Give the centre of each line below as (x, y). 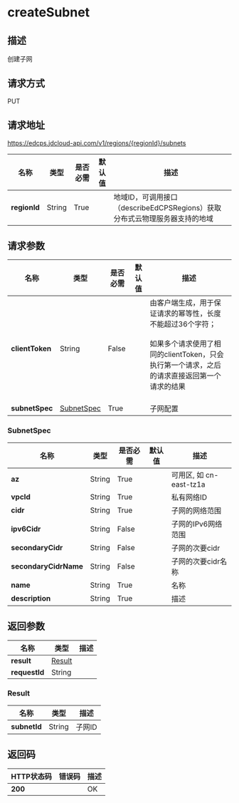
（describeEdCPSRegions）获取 (168, 207)
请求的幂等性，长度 (189, 314)
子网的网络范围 (196, 510)
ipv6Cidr (26, 529)
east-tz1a (188, 484)
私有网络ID (189, 497)
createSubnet (49, 12)
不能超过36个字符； (183, 324)
